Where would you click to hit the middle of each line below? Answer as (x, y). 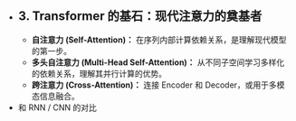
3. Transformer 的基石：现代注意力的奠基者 (140, 16)
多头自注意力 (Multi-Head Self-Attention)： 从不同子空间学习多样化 (158, 62)
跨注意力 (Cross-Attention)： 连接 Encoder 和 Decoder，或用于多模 (158, 85)
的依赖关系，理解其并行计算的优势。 (99, 73)
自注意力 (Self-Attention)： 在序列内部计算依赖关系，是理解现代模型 (159, 40)
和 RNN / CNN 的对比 (57, 107)
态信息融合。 (55, 96)
